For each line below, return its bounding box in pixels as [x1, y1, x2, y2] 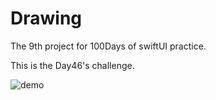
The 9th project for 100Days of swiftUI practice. [10, 40, 207, 52]
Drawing [10, 7, 83, 30]
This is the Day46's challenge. [10, 59, 135, 71]
